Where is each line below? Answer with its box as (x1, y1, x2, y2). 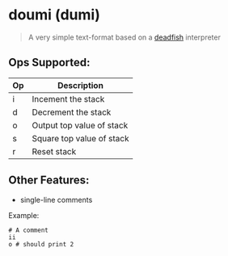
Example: (8, 210, 40, 220)
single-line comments (19, 195, 93, 204)
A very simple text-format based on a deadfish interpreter (27, 32, 221, 42)
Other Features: (8, 174, 90, 187)
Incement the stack (32, 93, 105, 104)
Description (57, 79, 103, 90)
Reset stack (32, 145, 77, 157)
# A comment (8, 226, 49, 234)
